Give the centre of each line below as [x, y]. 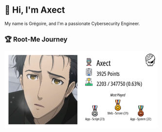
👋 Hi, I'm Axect [35, 10]
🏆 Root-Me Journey [36, 39]
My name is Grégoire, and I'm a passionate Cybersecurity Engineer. [72, 23]
